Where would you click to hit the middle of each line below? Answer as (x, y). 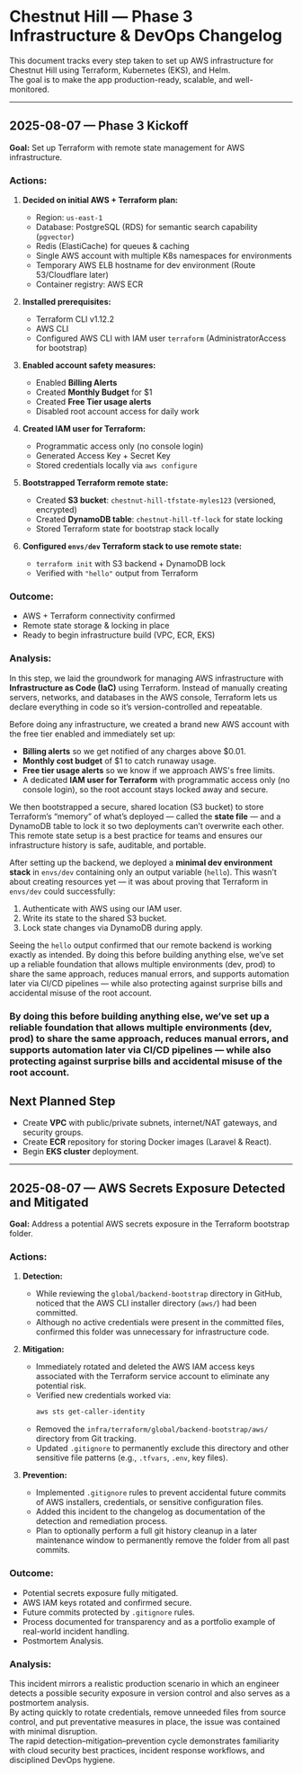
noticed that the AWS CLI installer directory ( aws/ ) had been (147, 1303)
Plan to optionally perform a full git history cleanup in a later (147, 1531)
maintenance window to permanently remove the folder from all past (163, 1540)
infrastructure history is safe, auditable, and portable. (108, 845)
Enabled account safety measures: (89, 365)
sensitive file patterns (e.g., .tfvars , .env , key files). (132, 1458)
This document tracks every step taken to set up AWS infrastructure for (142, 60)
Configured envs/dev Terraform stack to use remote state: (132, 547)
